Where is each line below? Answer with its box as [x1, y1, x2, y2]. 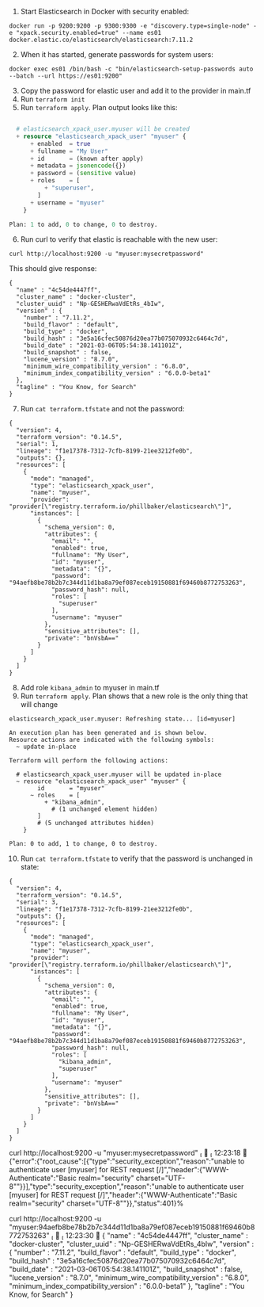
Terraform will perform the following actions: [9, 757, 169, 765]
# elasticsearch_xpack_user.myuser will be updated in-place [16, 770, 222, 779]
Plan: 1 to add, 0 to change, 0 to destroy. [9, 220, 158, 228]
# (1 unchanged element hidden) [51, 805, 158, 813]
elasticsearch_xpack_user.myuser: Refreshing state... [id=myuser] [9, 715, 236, 724]
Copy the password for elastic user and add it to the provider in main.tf [20, 86, 251, 95]
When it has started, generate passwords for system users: [20, 50, 214, 59]
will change [20, 700, 58, 709]
